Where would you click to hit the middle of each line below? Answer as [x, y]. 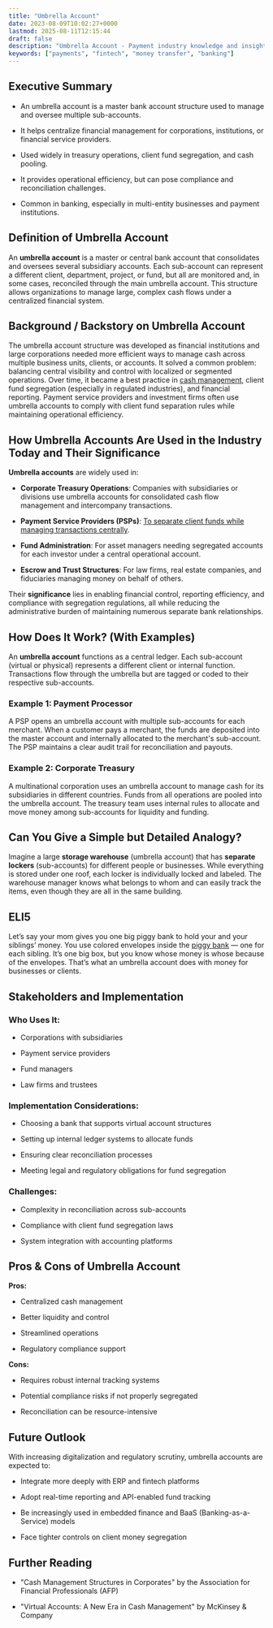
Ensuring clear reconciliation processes [86, 1155]
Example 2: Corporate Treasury [72, 769]
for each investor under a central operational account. [110, 554]
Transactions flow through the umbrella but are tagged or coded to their [129, 674]
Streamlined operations [59, 1333]
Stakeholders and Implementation [96, 996]
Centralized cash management [71, 1301]
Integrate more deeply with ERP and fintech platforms [110, 1481]
